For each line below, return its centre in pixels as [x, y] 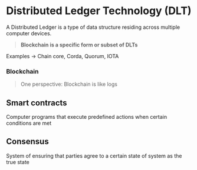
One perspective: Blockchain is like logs [69, 84]
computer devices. [29, 33]
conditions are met [29, 123]
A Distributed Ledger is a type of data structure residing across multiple [93, 27]
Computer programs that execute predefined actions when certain [87, 117]
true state [18, 162]
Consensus [27, 141]
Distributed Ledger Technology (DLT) [99, 11]
